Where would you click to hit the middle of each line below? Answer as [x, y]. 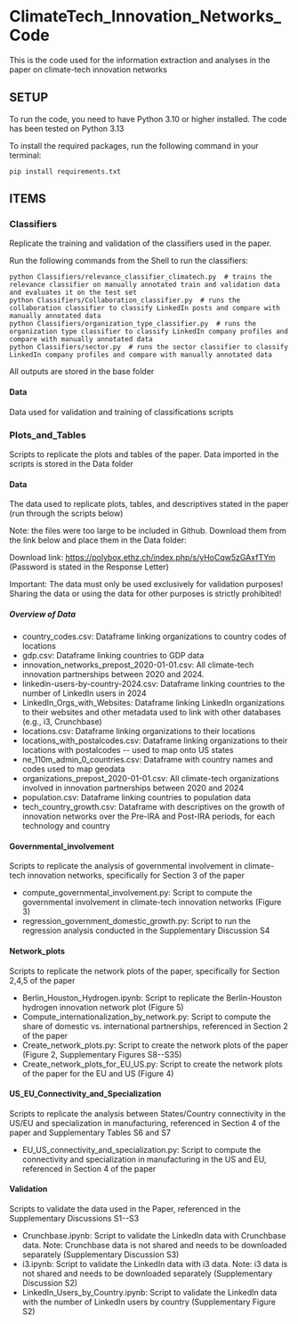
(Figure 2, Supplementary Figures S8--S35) [102, 1054]
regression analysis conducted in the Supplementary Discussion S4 [146, 931]
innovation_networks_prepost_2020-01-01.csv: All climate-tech [138, 665]
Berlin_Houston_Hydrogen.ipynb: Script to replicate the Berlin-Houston [152, 997]
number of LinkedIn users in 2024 [84, 693]
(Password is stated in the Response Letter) [89, 567]
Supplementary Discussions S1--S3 [74, 1218]
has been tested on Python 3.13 [67, 128]
